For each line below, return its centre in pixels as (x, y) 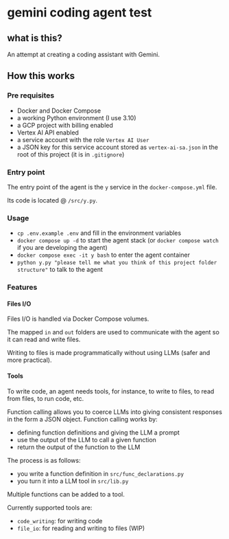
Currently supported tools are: (50, 507)
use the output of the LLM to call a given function (86, 439)
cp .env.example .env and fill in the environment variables (99, 233)
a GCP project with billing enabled (65, 125)
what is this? (35, 38)
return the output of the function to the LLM (79, 447)
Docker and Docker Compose (59, 111)
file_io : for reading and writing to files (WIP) (81, 528)
